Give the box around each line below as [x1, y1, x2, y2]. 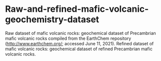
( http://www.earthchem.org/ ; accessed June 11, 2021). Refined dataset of [5, 40, 154, 46]
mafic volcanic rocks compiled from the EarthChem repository [5, 35, 131, 41]
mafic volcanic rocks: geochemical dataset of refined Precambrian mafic [5, 46, 153, 52]
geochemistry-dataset [5, 14, 99, 25]
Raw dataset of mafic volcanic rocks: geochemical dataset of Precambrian [5, 30, 156, 36]
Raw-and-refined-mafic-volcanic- [5, 3, 149, 15]
